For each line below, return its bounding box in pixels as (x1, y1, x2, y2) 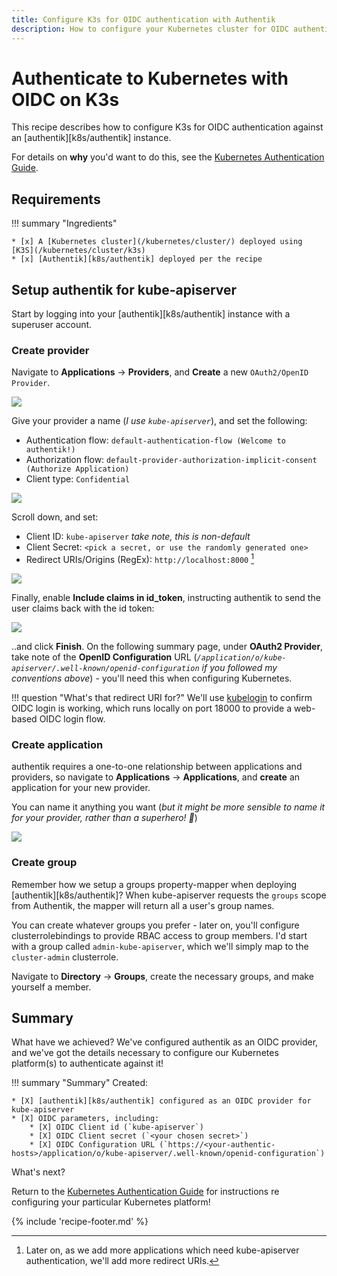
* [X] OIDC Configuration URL (29, 1140, 156, 1150)
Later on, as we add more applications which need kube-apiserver (25, 1244, 300, 1256)
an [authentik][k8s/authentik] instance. (11, 132, 172, 144)
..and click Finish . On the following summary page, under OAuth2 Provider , (11, 641, 324, 653)
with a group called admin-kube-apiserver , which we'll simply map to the (11, 940, 309, 952)
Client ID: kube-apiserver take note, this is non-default (25, 531, 251, 543)
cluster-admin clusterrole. (11, 951, 119, 963)
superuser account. (11, 319, 93, 331)
